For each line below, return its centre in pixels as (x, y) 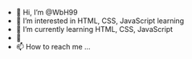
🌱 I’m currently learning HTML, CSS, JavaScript (94, 29)
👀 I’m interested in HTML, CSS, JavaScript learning (100, 21)
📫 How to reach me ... (53, 47)
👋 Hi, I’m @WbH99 (47, 12)
